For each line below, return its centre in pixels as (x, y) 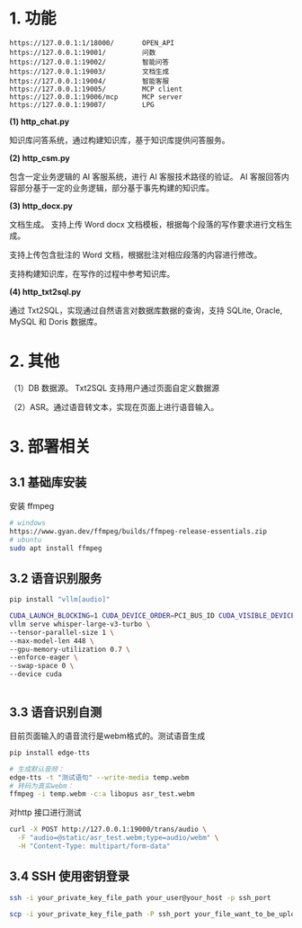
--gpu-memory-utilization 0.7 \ (70, 649)
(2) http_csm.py (40, 157)
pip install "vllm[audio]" (60, 600)
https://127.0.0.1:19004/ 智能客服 (89, 81)
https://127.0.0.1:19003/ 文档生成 (89, 71)
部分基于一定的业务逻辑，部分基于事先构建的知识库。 (115, 187)
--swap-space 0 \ (42, 666)
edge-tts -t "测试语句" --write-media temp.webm (99, 777)
